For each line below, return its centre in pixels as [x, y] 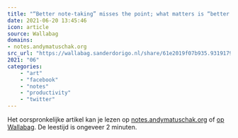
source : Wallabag [33, 34]
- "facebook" [39, 80]
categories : [25, 67]
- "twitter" [38, 100]
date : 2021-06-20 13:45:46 [47, 21]
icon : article [28, 27]
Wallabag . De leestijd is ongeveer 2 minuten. [72, 127]
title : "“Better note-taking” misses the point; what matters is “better [119, 14]
